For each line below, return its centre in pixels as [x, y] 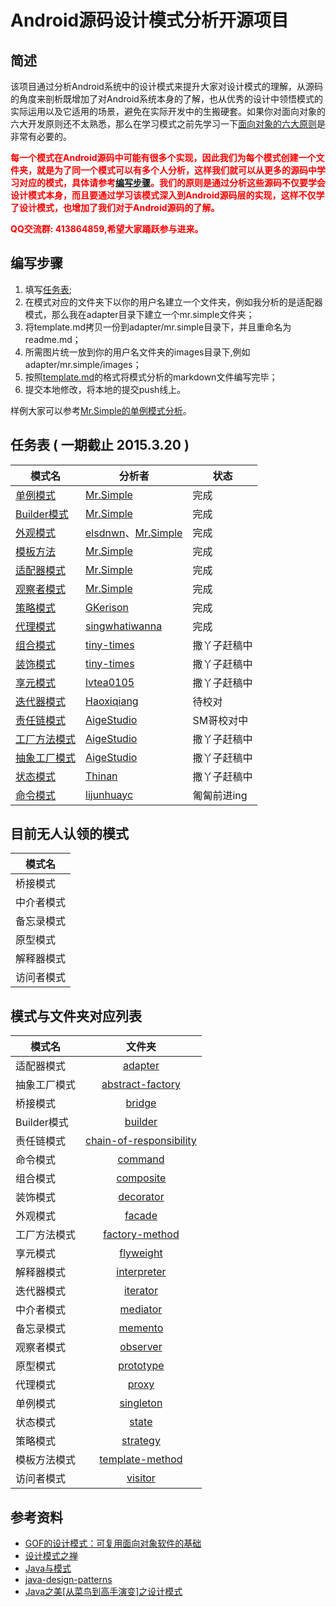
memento [141, 1328]
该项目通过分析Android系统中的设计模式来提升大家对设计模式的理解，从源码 [166, 86]
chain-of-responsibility [141, 1141]
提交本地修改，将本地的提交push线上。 [105, 389]
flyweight [141, 1253]
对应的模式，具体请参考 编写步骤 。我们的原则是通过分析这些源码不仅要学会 [172, 182]
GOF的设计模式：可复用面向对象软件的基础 [113, 1543]
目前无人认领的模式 [69, 834]
